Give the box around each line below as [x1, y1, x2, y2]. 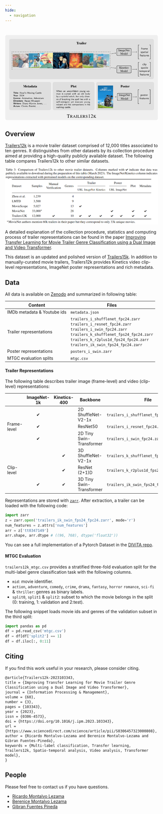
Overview [5, 130, 35, 138]
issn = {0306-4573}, [5, 714, 47, 719]
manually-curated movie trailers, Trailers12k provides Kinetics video [5, 259, 141, 265]
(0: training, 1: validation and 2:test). [12, 599, 84, 605]
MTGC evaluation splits [7, 355, 53, 361]
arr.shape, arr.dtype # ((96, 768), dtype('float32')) [5, 533, 118, 538]
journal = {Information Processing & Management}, [5, 690, 110, 695]
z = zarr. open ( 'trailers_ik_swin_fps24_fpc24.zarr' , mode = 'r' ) [5, 517, 136, 523]
